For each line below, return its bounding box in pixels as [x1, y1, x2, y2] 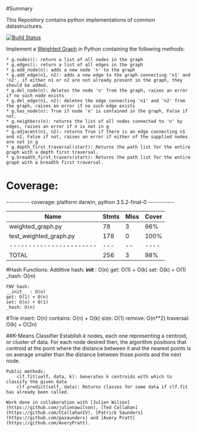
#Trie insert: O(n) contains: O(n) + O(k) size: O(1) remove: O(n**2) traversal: [6, 314, 190, 322]
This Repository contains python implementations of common [6, 16, 155, 23]
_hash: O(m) [6, 272, 36, 279]
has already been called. [6, 389, 69, 395]
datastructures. [6, 23, 43, 29]
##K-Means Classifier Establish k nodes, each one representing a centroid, [6, 332, 188, 339]
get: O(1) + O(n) [6, 294, 49, 300]
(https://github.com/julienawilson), [6, 404, 99, 410]
